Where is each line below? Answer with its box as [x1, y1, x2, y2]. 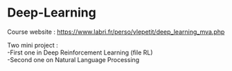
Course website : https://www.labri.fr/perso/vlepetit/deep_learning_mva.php [7, 28, 225, 36]
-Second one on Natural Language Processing [7, 55, 140, 63]
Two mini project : [7, 41, 59, 49]
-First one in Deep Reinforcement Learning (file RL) [7, 48, 154, 57]
